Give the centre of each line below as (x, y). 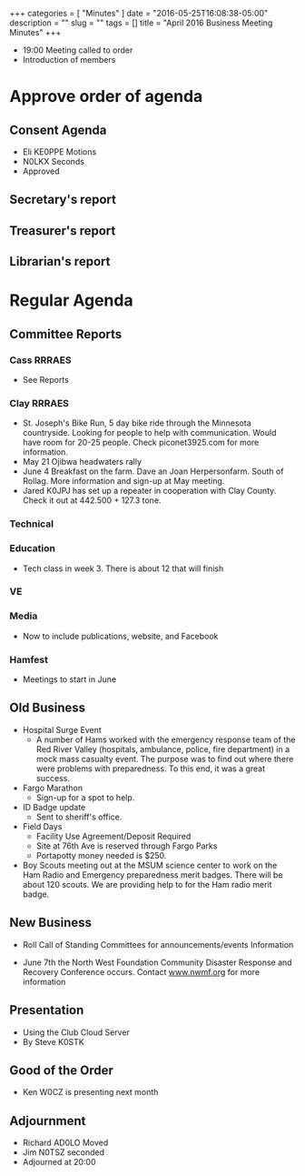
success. (53, 778)
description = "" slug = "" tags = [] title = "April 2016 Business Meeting (141, 23)
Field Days (42, 826)
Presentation (47, 1010)
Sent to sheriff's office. (79, 817)
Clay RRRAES (39, 403)
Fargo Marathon (53, 788)
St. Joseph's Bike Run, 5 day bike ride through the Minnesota (137, 423)
